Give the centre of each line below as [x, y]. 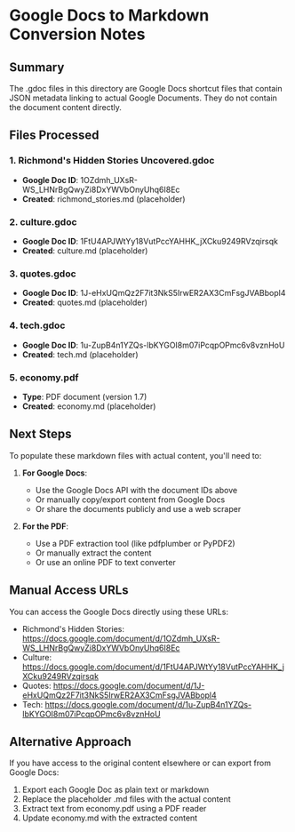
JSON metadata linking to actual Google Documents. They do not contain [144, 98]
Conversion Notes [77, 34]
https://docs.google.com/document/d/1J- [129, 685]
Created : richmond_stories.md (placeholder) [104, 199]
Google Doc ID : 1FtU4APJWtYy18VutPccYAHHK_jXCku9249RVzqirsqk [150, 241]
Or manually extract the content [93, 553]
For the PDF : [45, 526]
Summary [37, 67]
